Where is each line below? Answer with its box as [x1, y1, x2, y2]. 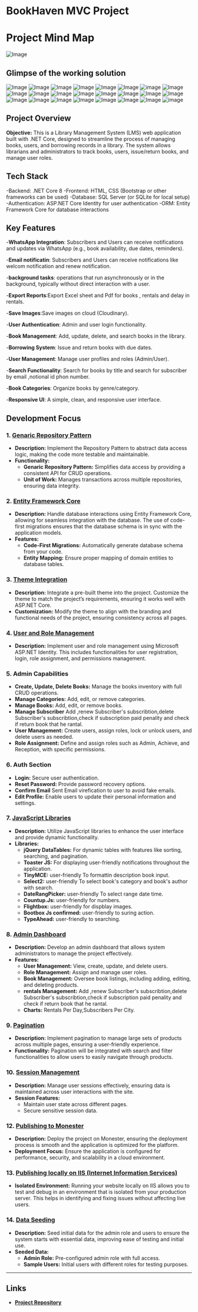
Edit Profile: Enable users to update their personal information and [14, 793, 176, 800]
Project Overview [6, 114, 71, 124]
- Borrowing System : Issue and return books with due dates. [6, 344, 153, 351]
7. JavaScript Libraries [6, 814, 71, 822]
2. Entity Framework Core [6, 497, 81, 505]
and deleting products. [23, 981, 79, 988]
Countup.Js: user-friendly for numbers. [23, 896, 121, 903]
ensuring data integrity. [23, 482, 80, 489]
